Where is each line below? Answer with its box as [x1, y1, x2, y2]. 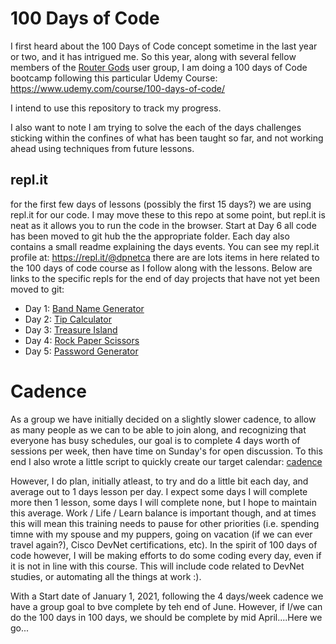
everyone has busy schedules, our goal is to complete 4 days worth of [10, 434, 301, 446]
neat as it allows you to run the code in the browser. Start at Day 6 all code [10, 219, 317, 231]
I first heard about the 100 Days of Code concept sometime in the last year [10, 40, 318, 52]
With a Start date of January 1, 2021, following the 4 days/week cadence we [10, 590, 324, 602]
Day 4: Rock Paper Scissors [24, 334, 140, 346]
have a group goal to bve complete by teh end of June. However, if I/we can [10, 600, 323, 612]
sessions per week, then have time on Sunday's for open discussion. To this [10, 445, 323, 457]
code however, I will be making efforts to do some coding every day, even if [10, 549, 322, 561]
